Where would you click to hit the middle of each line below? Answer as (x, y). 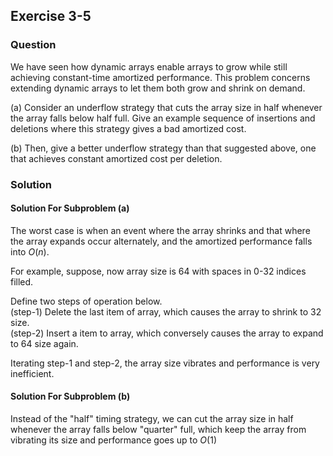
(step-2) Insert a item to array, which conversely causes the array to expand (167, 333)
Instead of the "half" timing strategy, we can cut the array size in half (152, 419)
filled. (22, 281)
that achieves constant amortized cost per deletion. (116, 158)
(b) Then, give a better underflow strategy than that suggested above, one (163, 148)
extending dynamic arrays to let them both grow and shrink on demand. (158, 88)
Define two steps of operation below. (86, 301)
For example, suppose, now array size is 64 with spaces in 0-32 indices (158, 271)
